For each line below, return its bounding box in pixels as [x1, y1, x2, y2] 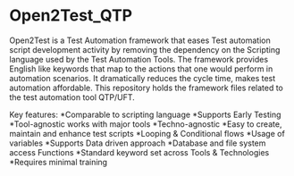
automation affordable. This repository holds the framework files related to [9, 82, 283, 93]
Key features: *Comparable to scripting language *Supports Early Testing [9, 109, 281, 120]
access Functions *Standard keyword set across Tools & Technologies [9, 147, 270, 157]
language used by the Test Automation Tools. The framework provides [9, 54, 269, 64]
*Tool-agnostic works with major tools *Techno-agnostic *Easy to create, [9, 118, 282, 130]
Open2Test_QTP [9, 5, 133, 26]
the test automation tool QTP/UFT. [9, 91, 136, 103]
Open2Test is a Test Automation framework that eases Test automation [9, 35, 271, 46]
